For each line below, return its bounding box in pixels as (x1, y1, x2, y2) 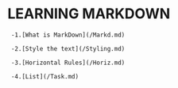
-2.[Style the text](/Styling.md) (10, 44, 126, 52)
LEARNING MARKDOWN (7, 5, 171, 23)
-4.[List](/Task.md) (10, 72, 79, 80)
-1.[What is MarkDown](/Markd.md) (10, 31, 126, 39)
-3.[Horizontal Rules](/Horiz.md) (10, 59, 126, 67)
